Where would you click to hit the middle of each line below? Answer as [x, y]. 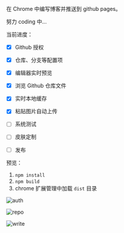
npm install [30, 175]
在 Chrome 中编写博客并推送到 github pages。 [64, 9]
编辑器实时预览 [33, 73]
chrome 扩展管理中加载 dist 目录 [56, 188]
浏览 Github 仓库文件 [41, 85]
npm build [27, 182]
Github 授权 [29, 47]
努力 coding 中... [26, 22]
